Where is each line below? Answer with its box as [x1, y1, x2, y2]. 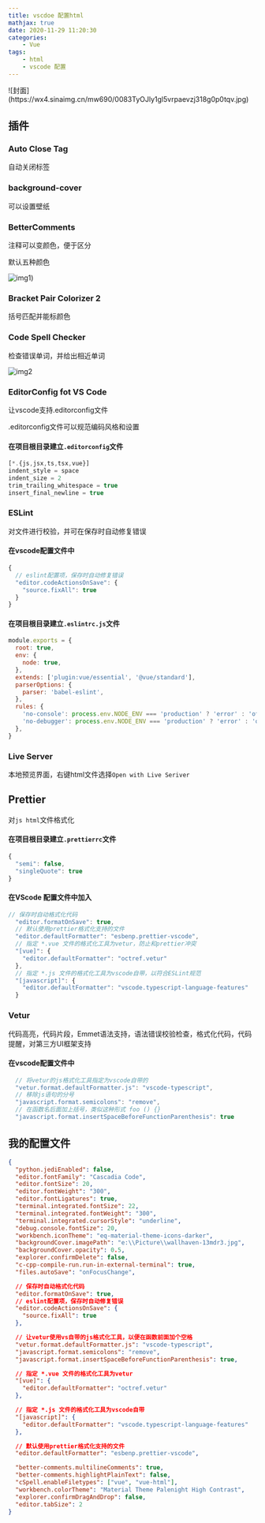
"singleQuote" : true [15, 867, 83, 875]
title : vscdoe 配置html [8, 11, 84, 20]
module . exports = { [8, 637, 73, 645]
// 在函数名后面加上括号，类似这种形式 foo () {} [15, 1106, 162, 1113]
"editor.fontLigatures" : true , [15, 1195, 118, 1203]
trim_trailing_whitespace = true [8, 481, 118, 489]
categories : [8, 33, 47, 42]
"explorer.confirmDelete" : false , [15, 1254, 129, 1262]
